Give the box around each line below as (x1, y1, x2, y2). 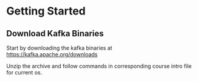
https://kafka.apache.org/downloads (6, 51, 98, 58)
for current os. (6, 69, 43, 76)
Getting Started (6, 4, 86, 18)
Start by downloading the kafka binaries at (6, 44, 112, 51)
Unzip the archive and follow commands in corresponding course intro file (6, 62, 192, 70)
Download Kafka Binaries (6, 28, 104, 39)
